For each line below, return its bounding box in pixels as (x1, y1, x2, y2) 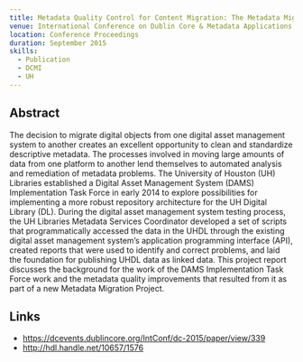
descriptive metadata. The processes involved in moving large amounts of (9, 148, 285, 159)
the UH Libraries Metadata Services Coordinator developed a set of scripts (9, 216, 288, 227)
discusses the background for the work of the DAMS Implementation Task (9, 264, 284, 274)
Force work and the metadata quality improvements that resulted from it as (9, 273, 287, 284)
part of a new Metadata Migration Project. (9, 283, 165, 293)
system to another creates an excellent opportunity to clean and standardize (9, 139, 293, 150)
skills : (9, 47, 39, 56)
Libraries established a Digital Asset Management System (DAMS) (9, 177, 255, 188)
